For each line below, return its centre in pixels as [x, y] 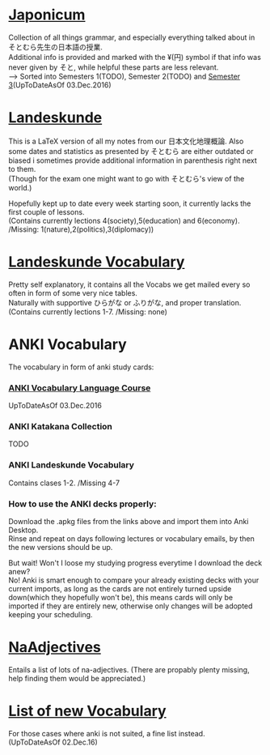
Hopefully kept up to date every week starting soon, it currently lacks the [130, 203]
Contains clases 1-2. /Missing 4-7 [64, 483]
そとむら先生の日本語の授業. [56, 47]
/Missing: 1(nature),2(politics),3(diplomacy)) [81, 229]
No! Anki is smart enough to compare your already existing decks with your [134, 580]
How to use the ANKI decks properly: [82, 504]
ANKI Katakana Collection [61, 426]
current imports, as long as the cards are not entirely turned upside [120, 588]
